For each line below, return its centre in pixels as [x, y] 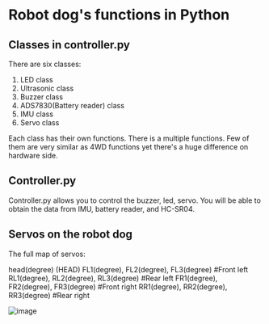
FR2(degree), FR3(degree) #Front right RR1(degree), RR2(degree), [118, 286]
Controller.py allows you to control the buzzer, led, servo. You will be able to [134, 200]
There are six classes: [45, 64]
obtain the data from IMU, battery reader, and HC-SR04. [102, 208]
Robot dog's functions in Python [119, 15]
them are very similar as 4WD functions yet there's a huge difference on [128, 147]
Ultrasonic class [47, 88]
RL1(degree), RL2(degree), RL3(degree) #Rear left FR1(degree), [113, 278]
